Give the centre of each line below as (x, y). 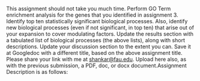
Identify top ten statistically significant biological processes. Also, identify (97, 21)
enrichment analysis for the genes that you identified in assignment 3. (92, 15)
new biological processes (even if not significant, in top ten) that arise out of (100, 27)
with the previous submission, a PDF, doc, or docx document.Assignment (96, 66)
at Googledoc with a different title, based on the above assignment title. (94, 53)
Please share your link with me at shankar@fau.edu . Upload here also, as (96, 59)
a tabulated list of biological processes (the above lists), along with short (96, 40)
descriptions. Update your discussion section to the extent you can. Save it (99, 46)
